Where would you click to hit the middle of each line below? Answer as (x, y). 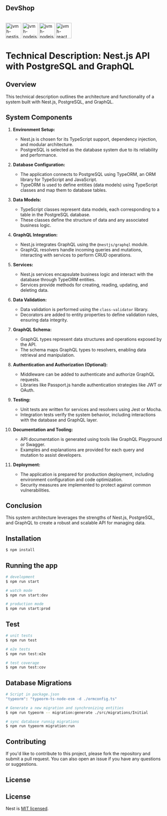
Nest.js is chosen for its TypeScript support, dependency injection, (88, 139)
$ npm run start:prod (28, 609)
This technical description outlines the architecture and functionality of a (80, 96)
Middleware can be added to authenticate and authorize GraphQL (87, 374)
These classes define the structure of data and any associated (84, 220)
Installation (23, 538)
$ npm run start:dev (27, 595)
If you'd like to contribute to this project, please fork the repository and (78, 754)
